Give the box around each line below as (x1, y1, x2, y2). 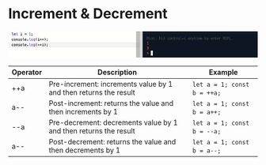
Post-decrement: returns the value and (48, 137, 177, 147)
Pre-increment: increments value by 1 (48, 79, 173, 88)
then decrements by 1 (48, 145, 121, 155)
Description (97, 68, 137, 77)
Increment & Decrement (8, 5, 168, 23)
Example (208, 68, 238, 77)
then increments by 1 (48, 107, 119, 116)
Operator (11, 68, 42, 77)
